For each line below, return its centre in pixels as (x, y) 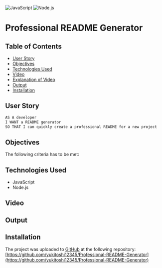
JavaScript (23, 182)
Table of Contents (34, 46)
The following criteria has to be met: (42, 154)
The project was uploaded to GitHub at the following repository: (71, 249)
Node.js (20, 187)
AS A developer (21, 117)
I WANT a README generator (33, 122)
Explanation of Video (34, 79)
